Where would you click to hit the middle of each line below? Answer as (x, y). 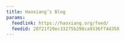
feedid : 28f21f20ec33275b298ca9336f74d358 (66, 29)
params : (16, 17)
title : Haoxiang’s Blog (36, 12)
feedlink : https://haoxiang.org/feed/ (60, 23)
